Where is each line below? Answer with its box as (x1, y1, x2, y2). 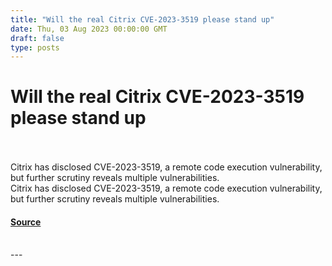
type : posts (10, 42, 60, 53)
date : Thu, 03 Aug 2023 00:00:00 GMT (10, 24, 168, 34)
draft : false (10, 33, 65, 43)
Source (10, 216, 42, 228)
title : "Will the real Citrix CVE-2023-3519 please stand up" (10, 14, 275, 25)
